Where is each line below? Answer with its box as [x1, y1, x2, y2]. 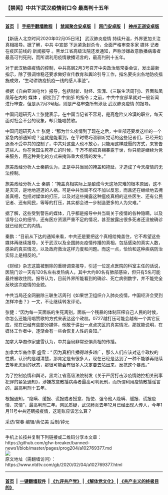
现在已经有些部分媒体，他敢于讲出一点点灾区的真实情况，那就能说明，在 [13, 322, 163, 328]
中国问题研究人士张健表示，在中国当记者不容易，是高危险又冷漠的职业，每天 [5, 111, 163, 117]
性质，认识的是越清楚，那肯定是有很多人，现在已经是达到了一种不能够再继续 [5, 355, 163, 361]
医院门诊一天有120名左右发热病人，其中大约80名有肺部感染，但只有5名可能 [5, 269, 161, 275]
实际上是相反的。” [5, 252, 40, 258]
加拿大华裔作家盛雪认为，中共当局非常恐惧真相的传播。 [5, 338, 119, 344]
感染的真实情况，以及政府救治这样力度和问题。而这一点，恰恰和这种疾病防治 [5, 245, 163, 252]
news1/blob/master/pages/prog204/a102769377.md [5, 445, 112, 451]
